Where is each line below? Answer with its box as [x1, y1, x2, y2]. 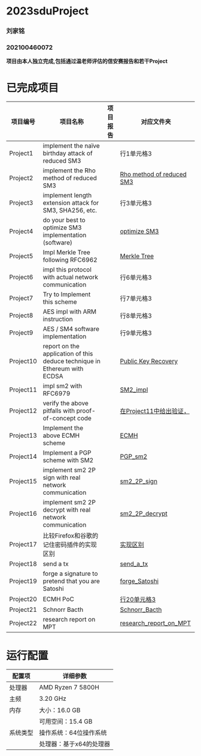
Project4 [9, 227, 33, 235]
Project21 [9, 605, 37, 614]
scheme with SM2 [42, 456, 94, 465]
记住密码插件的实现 [42, 540, 97, 549]
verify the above [42, 399, 89, 408]
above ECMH [42, 431, 80, 440]
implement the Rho [42, 166, 96, 175]
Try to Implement [42, 290, 91, 298]
